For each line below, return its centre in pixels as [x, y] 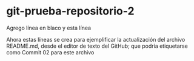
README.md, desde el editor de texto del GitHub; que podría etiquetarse [97, 46]
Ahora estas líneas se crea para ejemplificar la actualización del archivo [96, 39]
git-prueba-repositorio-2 [70, 11]
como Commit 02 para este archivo [50, 52]
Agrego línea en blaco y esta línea [49, 28]
